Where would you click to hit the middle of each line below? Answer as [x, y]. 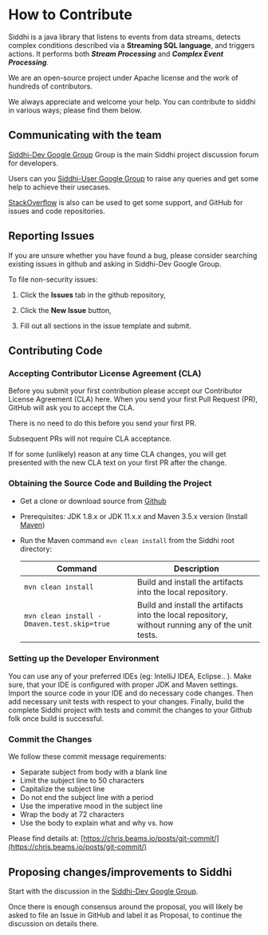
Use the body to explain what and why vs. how [97, 823]
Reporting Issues [51, 236]
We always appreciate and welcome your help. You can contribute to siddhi [132, 101]
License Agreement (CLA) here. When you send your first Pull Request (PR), [133, 399]
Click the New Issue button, [65, 310]
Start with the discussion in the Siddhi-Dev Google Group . [103, 891]
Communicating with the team [85, 135]
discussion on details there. [53, 923]
